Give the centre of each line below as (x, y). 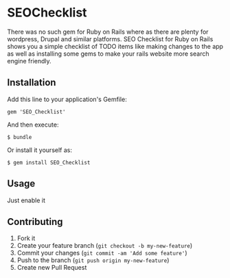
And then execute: (33, 125)
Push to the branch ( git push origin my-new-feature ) (93, 260)
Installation (32, 83)
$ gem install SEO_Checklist (49, 162)
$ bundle (20, 137)
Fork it (26, 238)
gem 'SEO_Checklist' (37, 111)
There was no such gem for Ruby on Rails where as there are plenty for (108, 32)
